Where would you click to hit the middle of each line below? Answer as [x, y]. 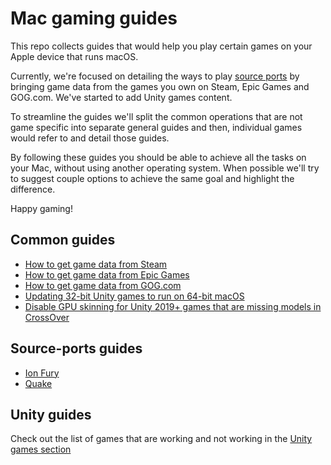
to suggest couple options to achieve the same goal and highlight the [152, 178]
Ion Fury [42, 373]
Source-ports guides [76, 348]
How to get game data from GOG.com [103, 285]
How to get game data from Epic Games [107, 274]
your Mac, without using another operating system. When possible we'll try [165, 168]
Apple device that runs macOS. [74, 56]
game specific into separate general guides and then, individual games [156, 127]
